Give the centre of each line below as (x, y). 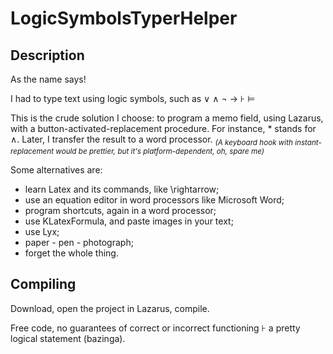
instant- (308, 142)
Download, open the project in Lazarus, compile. (110, 308)
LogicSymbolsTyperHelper (124, 18)
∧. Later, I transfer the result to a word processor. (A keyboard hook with (151, 140)
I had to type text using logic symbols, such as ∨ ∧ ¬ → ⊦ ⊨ (133, 98)
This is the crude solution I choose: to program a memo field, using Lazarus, (167, 118)
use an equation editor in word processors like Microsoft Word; (154, 199)
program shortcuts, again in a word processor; (120, 210)
